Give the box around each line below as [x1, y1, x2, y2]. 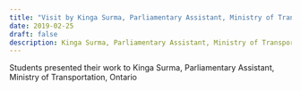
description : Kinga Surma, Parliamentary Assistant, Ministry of [9, 37, 258, 47]
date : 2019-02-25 [9, 21, 74, 30]
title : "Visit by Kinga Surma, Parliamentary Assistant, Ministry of [9, 12, 275, 22]
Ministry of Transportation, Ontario [9, 72, 137, 83]
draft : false [9, 29, 58, 38]
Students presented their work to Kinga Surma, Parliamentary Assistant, [9, 62, 275, 73]
